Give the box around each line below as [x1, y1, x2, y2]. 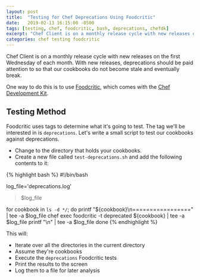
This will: [6, 230, 28, 237]
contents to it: [14, 159, 49, 167]
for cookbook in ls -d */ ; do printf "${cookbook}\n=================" [6, 206, 193, 213]
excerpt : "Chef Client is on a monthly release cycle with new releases [6, 31, 190, 37]
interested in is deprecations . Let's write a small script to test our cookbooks [6, 129, 193, 136]
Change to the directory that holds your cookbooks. [14, 147, 142, 154]
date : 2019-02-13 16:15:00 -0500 [6, 20, 95, 26]
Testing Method [6, 107, 67, 117]
